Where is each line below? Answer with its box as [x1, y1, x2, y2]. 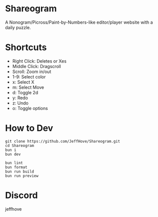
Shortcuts [5, 42, 47, 53]
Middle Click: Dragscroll [12, 63, 61, 69]
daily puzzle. [5, 24, 31, 30]
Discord [5, 190, 38, 201]
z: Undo [12, 100, 29, 106]
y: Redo [12, 95, 28, 101]
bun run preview [5, 173, 39, 178]
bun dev [5, 151, 21, 157]
